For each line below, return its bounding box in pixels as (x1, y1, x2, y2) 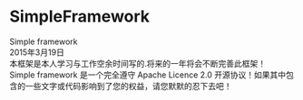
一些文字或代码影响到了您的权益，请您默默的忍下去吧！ (24, 80, 232, 91)
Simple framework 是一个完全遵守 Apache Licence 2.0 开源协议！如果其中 (9, 69, 287, 80)
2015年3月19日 (9, 47, 65, 58)
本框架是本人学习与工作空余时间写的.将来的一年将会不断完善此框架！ (9, 58, 267, 68)
